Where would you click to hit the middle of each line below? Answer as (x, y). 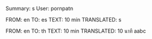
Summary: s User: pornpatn (39, 8)
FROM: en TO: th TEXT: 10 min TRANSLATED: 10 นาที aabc (76, 31)
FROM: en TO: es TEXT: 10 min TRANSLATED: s (64, 19)
